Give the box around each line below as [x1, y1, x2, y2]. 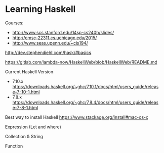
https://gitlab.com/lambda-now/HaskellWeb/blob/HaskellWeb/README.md [5, 59, 158, 65]
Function [5, 143, 23, 149]
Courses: [5, 20, 24, 26]
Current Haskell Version [5, 68, 53, 75]
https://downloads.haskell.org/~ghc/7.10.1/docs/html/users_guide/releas [12, 83, 159, 90]
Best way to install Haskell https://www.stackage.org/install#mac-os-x [5, 114, 148, 120]
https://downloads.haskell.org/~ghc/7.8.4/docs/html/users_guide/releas [12, 99, 159, 105]
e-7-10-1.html [12, 89, 40, 95]
